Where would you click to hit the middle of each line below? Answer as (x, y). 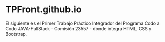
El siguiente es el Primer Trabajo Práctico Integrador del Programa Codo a (82, 23)
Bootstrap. (16, 34)
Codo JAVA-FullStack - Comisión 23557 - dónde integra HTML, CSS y (78, 28)
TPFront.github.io (43, 9)
